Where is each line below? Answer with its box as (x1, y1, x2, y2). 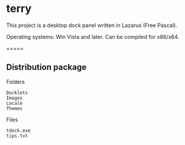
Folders (6, 78, 25, 85)
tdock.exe (6, 128, 31, 134)
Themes (6, 105, 23, 111)
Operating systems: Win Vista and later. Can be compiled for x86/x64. (6, 33, 180, 40)
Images (6, 95, 23, 101)
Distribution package (6, 62, 87, 72)
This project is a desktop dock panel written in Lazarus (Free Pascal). (6, 22, 178, 29)
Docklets (6, 89, 28, 96)
